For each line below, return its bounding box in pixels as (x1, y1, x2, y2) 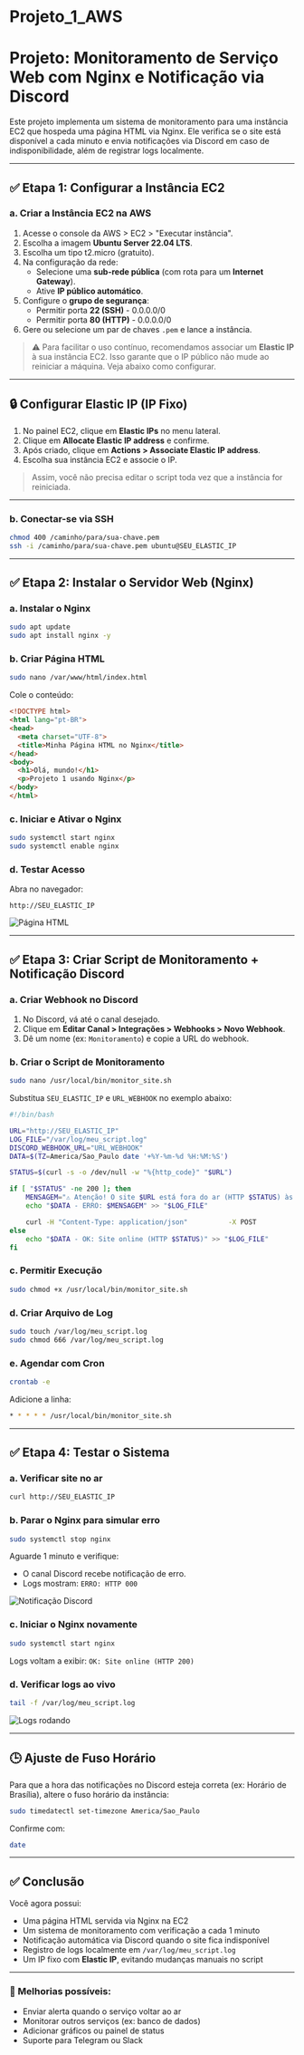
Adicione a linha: (9, 1394, 71, 1404)
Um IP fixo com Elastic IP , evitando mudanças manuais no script (22, 1954, 264, 1965)
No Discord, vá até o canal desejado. (22, 1013, 160, 1025)
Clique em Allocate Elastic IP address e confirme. (22, 435, 210, 446)
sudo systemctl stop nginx (9, 1534, 111, 1544)
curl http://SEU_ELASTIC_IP (9, 1492, 116, 1501)
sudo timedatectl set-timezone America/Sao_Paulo (9, 1806, 201, 1816)
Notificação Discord (9, 966, 125, 981)
